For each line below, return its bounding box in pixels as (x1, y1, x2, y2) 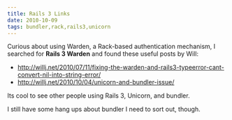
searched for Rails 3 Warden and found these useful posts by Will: (7, 50, 199, 58)
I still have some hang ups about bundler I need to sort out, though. (7, 105, 201, 114)
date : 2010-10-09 (7, 17, 58, 24)
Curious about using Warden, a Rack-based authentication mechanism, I (7, 43, 216, 51)
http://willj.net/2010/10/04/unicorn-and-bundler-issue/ (17, 78, 175, 87)
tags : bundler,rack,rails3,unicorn (7, 23, 111, 30)
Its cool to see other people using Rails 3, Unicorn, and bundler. (7, 91, 190, 100)
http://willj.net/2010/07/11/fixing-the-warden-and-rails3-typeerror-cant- (17, 63, 225, 72)
